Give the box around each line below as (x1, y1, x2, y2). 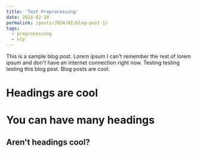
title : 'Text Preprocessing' (6, 8, 79, 15)
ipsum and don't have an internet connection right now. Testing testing (6, 59, 180, 66)
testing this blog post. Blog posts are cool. (6, 65, 110, 72)
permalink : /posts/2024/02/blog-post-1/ (6, 20, 109, 26)
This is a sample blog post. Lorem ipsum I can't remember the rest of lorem (6, 53, 191, 60)
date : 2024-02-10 (6, 14, 50, 20)
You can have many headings (6, 114, 155, 127)
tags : (6, 25, 20, 32)
